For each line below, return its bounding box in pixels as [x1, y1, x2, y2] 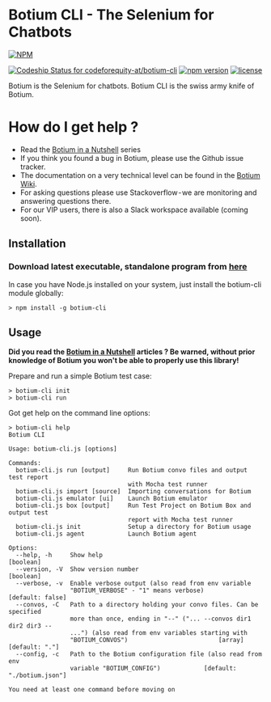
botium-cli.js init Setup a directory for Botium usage [15, 523, 252, 531]
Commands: [8, 459, 42, 467]
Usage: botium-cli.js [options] [8, 445, 117, 454]
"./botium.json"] [8, 671, 67, 680]
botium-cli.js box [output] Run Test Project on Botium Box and [15, 501, 252, 510]
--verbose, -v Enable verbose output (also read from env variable [15, 580, 252, 588]
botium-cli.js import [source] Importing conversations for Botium [15, 488, 252, 496]
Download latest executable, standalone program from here [8, 261, 248, 273]
